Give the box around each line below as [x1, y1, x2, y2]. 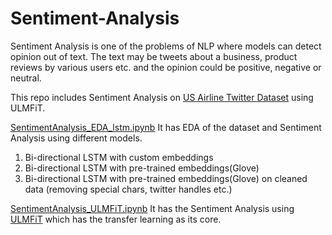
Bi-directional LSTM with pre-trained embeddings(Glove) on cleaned [24, 172, 308, 184]
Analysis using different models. [10, 132, 143, 144]
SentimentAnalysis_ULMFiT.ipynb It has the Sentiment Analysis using [10, 202, 295, 214]
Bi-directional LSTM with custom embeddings [24, 151, 214, 163]
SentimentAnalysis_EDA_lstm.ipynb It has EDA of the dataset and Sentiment [10, 121, 322, 133]
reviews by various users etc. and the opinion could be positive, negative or [10, 61, 322, 73]
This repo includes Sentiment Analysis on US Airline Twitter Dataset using [10, 91, 314, 103]
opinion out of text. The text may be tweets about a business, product [10, 50, 298, 62]
